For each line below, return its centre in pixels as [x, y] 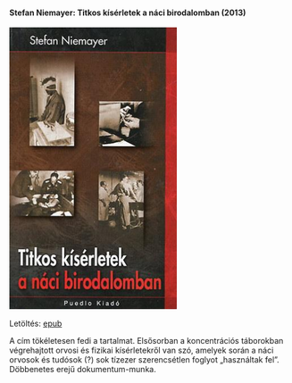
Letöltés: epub [36, 324]
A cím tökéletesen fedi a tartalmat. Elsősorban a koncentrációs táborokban [146, 341]
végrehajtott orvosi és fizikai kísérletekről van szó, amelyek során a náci [142, 350]
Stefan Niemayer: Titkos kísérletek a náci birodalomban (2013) [128, 12]
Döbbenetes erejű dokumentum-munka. [83, 370]
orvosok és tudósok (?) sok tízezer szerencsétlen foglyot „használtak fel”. [144, 360]
